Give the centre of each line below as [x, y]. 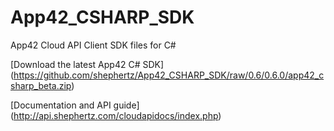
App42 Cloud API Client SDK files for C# [93, 45]
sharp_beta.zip [41, 85]
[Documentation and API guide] [75, 105]
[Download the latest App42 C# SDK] [87, 64]
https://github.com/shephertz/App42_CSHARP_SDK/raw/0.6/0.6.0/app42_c [169, 75]
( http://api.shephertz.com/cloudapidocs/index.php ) [116, 115]
